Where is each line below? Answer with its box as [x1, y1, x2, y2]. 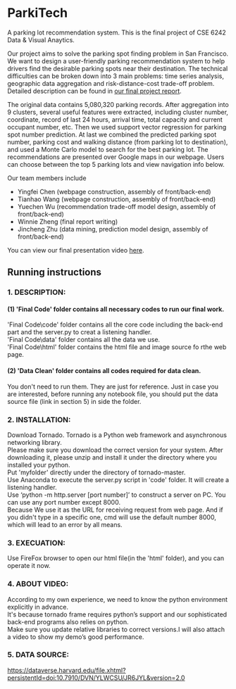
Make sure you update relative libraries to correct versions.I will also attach [7, 625, 225, 633]
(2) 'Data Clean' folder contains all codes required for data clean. [7, 367, 201, 375]
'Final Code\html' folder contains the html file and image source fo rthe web [7, 343, 227, 351]
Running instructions [7, 266, 102, 279]
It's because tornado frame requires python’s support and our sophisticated [7, 610, 228, 619]
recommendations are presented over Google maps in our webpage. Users [7, 153, 225, 161]
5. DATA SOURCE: [7, 650, 69, 659]
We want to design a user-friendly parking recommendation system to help [7, 56, 225, 65]
